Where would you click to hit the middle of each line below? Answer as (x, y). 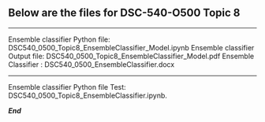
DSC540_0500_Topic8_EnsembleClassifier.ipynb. (88, 95)
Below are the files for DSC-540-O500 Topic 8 (124, 13)
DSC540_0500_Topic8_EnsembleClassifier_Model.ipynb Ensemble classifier (131, 47)
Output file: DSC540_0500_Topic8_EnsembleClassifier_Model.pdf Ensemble (131, 56)
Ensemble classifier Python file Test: (67, 87)
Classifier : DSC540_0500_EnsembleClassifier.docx (91, 64)
